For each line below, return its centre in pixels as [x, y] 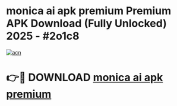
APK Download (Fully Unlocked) [87, 23]
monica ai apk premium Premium [89, 11]
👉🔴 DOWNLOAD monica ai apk [85, 78]
